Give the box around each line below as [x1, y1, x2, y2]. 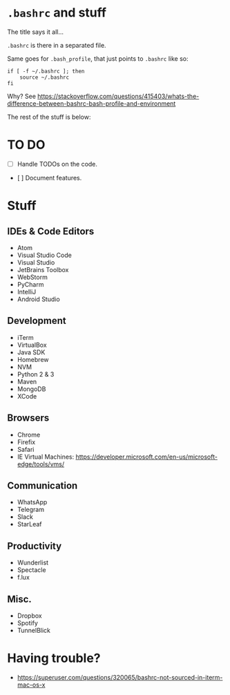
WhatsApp [17, 498, 48, 506]
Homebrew [17, 355, 49, 363]
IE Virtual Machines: [17, 453, 75, 461]
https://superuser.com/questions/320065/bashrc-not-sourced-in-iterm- [17, 673, 223, 681]
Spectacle [17, 566, 46, 574]
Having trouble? [7, 651, 101, 666]
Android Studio [17, 295, 60, 303]
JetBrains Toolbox [17, 265, 69, 274]
